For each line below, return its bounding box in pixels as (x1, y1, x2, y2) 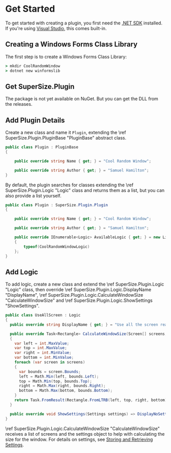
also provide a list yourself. (5, 192, 62, 199)
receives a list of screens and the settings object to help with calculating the (5, 431, 165, 437)
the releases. (5, 101, 33, 107)
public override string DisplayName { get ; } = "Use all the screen (10, 322, 158, 327)
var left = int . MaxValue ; (14, 341, 70, 346)
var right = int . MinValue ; (14, 350, 72, 355)
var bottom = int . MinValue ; (14, 355, 74, 360)
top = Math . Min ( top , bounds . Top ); (18, 379, 93, 384)
